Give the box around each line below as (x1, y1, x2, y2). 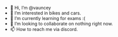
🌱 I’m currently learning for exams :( (10, 15, 85, 21)
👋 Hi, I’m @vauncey (10, 5, 51, 10)
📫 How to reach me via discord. (10, 26, 78, 32)
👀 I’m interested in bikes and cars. (10, 10, 81, 16)
